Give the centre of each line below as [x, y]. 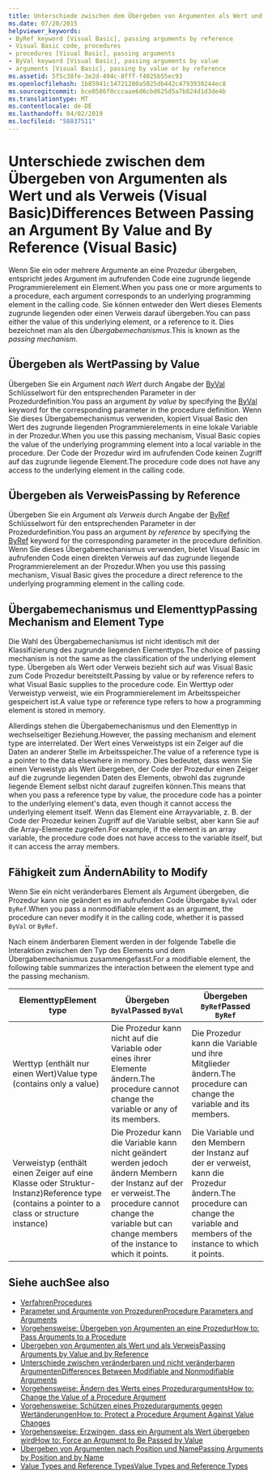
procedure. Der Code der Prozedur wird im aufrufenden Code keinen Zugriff [135, 453]
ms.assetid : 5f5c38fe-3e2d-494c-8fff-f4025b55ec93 [96, 76]
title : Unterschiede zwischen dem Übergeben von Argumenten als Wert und [136, 16]
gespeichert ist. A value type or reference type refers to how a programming [135, 702]
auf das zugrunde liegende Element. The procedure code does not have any [134, 461]
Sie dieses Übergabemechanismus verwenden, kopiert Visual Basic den [128, 418]
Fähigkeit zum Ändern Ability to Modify [108, 872]
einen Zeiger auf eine [53, 1173]
